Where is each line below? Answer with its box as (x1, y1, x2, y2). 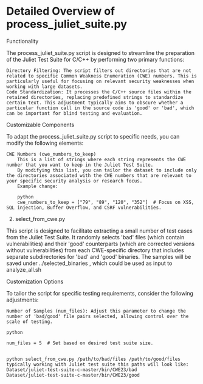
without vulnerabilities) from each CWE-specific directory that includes (6, 246, 184, 254)
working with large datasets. (6, 84, 83, 90)
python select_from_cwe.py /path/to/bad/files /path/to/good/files (6, 356, 181, 362)
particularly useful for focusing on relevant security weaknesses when (6, 78, 194, 84)
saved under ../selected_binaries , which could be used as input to (6, 259, 173, 267)
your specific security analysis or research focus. (6, 178, 143, 184)
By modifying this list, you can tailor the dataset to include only (17, 167, 198, 173)
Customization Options (6, 278, 64, 285)
